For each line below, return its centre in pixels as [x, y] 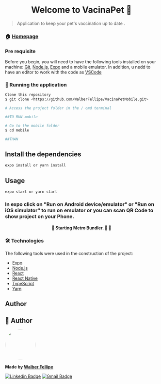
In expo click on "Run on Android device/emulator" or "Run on [80, 204]
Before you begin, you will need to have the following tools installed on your [80, 62]
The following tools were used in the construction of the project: [69, 253]
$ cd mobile [17, 130]
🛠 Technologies [24, 241]
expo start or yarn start [31, 192]
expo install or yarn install [36, 165]
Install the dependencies [43, 154]
